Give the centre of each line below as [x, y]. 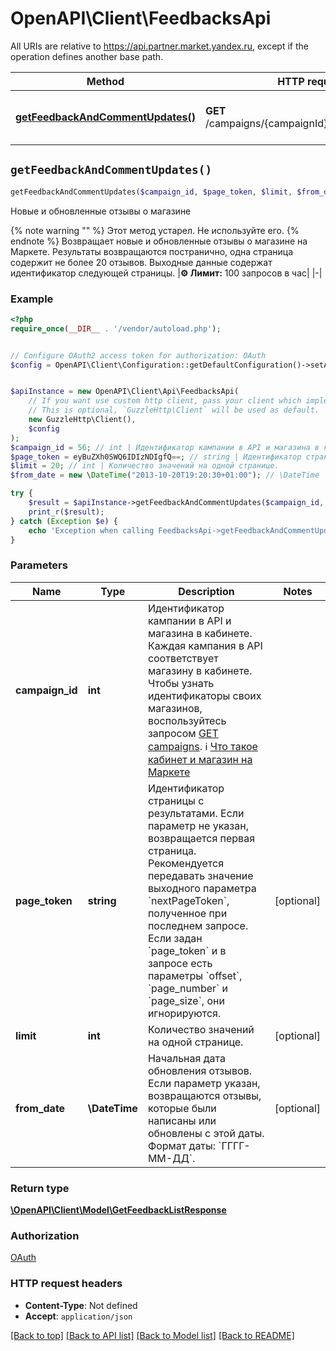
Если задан [175, 938]
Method [105, 81]
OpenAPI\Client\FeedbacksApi [141, 18]
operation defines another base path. [87, 56]
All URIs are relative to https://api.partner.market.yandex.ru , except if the [159, 46]
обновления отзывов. [200, 1070]
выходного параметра [202, 888]
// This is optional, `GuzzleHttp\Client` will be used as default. [174, 410]
